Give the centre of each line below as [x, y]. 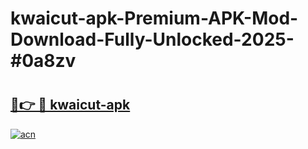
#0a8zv [43, 61]
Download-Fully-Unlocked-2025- [152, 39]
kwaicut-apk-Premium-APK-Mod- [154, 18]
